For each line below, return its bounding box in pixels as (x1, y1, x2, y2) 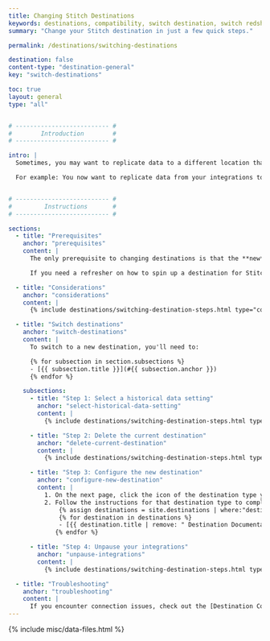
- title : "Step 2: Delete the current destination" (29, 432, 207, 440)
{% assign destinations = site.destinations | (59, 506, 218, 514)
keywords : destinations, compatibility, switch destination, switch (8, 19, 243, 27)
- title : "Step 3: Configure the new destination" (29, 469, 203, 477)
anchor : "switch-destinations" (22, 328, 128, 337)
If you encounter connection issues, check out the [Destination (29, 602, 253, 610)
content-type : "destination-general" (8, 64, 135, 72)
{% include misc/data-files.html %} (8, 625, 125, 634)
